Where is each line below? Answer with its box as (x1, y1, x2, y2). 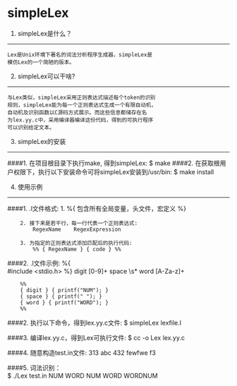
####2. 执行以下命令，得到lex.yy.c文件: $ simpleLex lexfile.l (7, 318, 182, 327)
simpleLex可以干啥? (17, 72, 75, 80)
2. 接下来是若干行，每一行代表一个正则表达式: (20, 219, 138, 227)
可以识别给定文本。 (7, 123, 55, 131)
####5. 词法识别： (7, 363, 61, 372)
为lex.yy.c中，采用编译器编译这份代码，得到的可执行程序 (7, 116, 154, 123)
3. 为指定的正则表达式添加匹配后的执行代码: (20, 239, 133, 246)
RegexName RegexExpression (32, 226, 121, 233)
